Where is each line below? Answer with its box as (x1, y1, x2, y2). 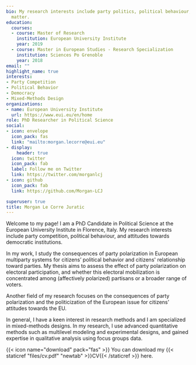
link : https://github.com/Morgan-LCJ (11, 188, 103, 194)
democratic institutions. (6, 239, 63, 246)
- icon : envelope (6, 128, 48, 135)
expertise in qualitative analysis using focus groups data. (6, 335, 143, 342)
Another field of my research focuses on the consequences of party (6, 292, 170, 299)
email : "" (6, 63, 30, 69)
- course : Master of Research (11, 30, 85, 36)
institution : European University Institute (16, 36, 127, 42)
